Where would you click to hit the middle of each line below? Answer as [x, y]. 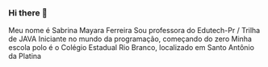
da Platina [25, 57]
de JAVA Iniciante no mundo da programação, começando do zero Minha [130, 39]
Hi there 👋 [28, 13]
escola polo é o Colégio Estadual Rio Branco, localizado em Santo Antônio [131, 48]
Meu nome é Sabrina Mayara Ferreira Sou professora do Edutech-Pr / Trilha [134, 31]
